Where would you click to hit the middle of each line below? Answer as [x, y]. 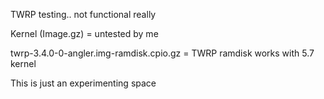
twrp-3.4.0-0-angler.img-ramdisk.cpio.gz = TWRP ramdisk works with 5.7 [162, 53]
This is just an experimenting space [83, 83]
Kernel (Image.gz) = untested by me [84, 33]
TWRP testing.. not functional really [83, 14]
